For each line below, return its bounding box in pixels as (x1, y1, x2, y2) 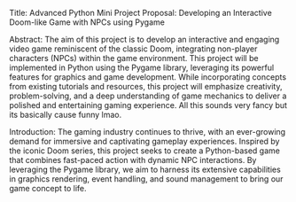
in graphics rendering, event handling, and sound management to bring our (9, 174, 284, 184)
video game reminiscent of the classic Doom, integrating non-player (9, 43, 258, 54)
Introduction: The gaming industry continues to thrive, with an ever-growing (9, 127, 286, 136)
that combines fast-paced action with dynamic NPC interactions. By (9, 155, 257, 165)
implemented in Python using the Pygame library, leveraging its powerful (9, 62, 275, 73)
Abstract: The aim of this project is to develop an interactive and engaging (9, 35, 280, 44)
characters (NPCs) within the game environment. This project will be (9, 53, 259, 63)
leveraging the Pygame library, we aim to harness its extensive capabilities (9, 164, 281, 175)
